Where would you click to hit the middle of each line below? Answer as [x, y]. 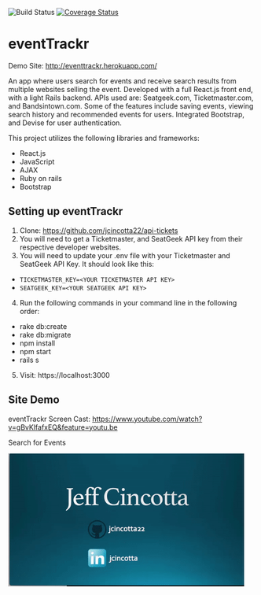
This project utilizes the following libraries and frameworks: [104, 138]
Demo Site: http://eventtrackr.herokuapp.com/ [83, 65]
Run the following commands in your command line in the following [128, 302]
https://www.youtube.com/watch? [147, 419]
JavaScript [37, 161]
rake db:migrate [45, 334]
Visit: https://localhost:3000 [64, 375]
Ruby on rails [41, 178]
